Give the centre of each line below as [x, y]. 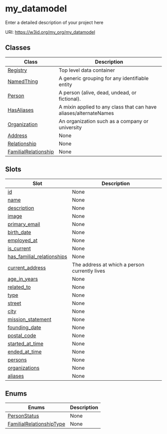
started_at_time [26, 343]
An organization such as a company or [104, 121]
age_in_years [23, 279]
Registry [17, 70]
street [14, 303]
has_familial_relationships [38, 256]
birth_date [19, 232]
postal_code [22, 335]
